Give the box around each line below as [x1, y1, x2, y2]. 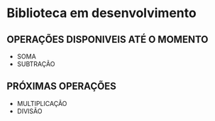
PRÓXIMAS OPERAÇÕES [6, 80, 116, 93]
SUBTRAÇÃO [16, 60, 55, 68]
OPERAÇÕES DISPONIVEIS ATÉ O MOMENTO [6, 33, 209, 46]
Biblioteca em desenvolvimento [6, 5, 197, 21]
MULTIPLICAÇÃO [16, 99, 67, 107]
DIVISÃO [16, 107, 43, 115]
